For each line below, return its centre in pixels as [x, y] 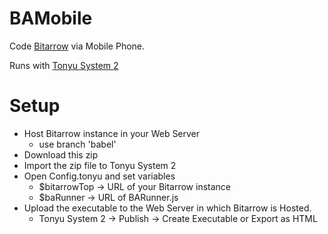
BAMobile [51, 18]
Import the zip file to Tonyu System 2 [100, 165]
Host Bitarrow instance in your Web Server [112, 133]
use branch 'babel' [77, 144]
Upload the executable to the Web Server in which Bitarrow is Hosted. [167, 208]
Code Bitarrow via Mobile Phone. [77, 46]
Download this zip [61, 154]
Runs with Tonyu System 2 [64, 65]
